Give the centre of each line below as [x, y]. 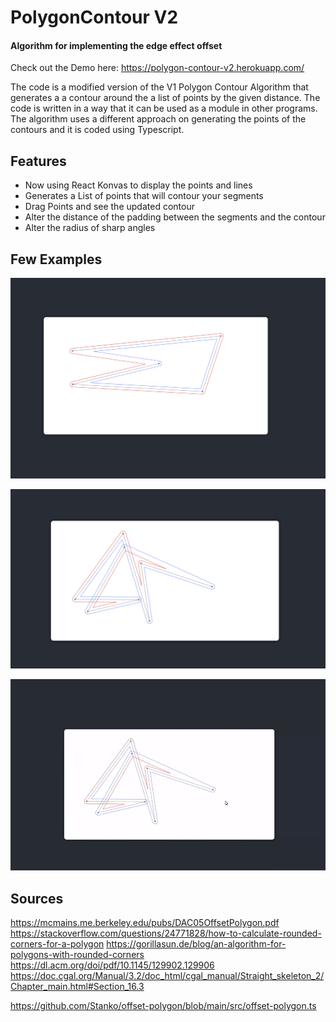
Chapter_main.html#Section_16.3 [77, 987]
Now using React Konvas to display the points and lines [138, 185]
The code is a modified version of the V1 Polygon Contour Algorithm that [159, 87]
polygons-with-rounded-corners [77, 955]
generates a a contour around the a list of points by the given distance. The [165, 98]
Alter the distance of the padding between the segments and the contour [175, 217]
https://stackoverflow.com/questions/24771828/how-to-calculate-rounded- [166, 933]
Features [38, 161]
